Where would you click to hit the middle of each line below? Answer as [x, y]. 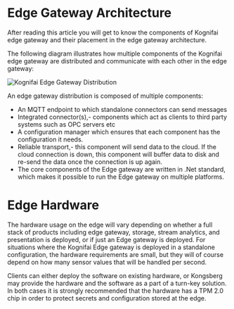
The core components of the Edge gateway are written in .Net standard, [122, 169]
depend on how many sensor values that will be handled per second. [107, 262]
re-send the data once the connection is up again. [90, 162]
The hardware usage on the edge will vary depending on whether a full [110, 225]
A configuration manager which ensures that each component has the [119, 132]
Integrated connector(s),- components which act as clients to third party [122, 117]
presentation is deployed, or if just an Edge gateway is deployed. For [106, 239]
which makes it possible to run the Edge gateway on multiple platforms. [121, 177]
